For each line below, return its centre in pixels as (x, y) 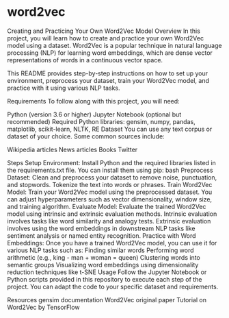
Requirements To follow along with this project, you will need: (93, 101)
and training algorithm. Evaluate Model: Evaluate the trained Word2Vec (107, 206)
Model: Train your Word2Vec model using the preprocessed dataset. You (110, 192)
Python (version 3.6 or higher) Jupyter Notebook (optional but (94, 114)
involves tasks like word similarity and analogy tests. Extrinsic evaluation (109, 221)
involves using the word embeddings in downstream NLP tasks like (101, 228)
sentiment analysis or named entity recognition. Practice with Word (102, 235)
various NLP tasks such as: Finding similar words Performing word (100, 250)
